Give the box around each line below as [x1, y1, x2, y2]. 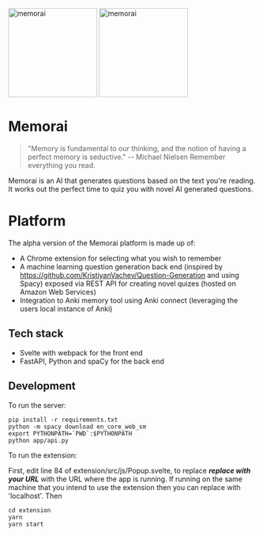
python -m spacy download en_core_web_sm [8, 423, 147, 431]
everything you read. [27, 160, 96, 169]
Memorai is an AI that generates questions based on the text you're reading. [8, 176, 256, 185]
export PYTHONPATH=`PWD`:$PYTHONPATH [8, 429, 133, 438]
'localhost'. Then [8, 491, 62, 500]
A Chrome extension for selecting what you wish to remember [19, 253, 222, 263]
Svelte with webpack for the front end [19, 348, 144, 357]
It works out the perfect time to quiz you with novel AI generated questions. [8, 184, 254, 193]
